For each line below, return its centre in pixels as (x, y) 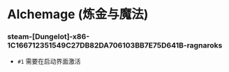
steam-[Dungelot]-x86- (49, 37)
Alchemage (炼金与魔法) (78, 14)
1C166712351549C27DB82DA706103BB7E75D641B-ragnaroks (115, 45)
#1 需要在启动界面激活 (49, 62)
